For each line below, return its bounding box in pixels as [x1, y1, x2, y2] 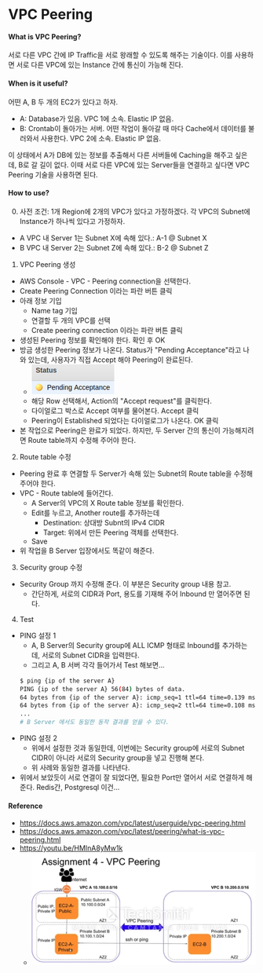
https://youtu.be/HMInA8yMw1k [19, 843, 123, 853]
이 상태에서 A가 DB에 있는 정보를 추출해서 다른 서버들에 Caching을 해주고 [8, 150, 233, 159]
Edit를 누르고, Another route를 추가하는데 [31, 508, 160, 518]
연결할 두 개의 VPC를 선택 [31, 316, 111, 325]
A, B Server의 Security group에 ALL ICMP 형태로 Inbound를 [31, 640, 221, 649]
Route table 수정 [19, 452, 72, 461]
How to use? [8, 188, 49, 198]
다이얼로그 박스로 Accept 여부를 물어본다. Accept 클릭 [31, 406, 199, 415]
